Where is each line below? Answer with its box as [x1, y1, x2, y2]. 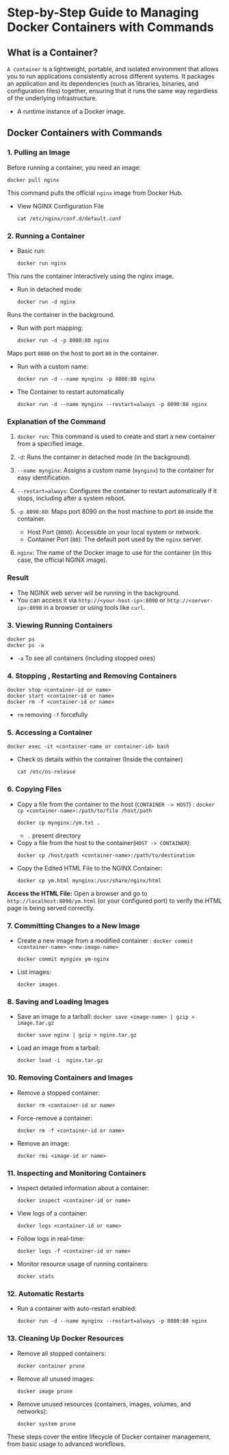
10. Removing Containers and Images [7, 1073, 133, 1083]
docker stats [16, 1273, 55, 1280]
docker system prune [16, 1420, 76, 1428]
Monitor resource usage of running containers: [16, 1259, 149, 1268]
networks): [16, 1407, 48, 1415]
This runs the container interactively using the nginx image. [7, 272, 174, 280]
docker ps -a [7, 641, 44, 649]
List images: [16, 968, 51, 976]
